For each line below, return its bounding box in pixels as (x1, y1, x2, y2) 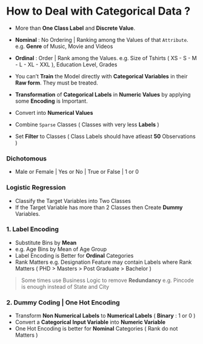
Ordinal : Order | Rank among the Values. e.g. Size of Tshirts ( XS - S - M (15, 54, 197, 61)
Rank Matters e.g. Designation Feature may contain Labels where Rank (15, 258, 192, 266)
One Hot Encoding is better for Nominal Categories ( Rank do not (15, 325, 178, 332)
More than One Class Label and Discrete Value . (15, 24, 135, 32)
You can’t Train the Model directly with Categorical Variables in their (15, 72, 188, 80)
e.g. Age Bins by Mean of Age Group (15, 245, 107, 253)
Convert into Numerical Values (15, 109, 93, 116)
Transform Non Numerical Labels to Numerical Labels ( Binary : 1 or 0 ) (15, 312, 196, 320)
